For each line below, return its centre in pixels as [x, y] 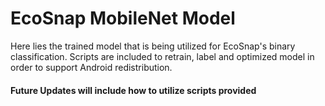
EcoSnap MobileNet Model [123, 18]
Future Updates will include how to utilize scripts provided [133, 90]
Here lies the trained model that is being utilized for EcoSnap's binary [153, 46]
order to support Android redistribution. [91, 67]
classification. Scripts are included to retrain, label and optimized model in [162, 56]
